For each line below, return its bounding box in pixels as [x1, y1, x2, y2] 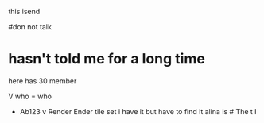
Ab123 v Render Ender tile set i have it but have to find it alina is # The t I [19, 106, 257, 116]
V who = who [8, 91, 52, 101]
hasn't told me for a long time [8, 50, 205, 68]
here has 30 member [8, 75, 77, 86]
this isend [8, 7, 41, 16]
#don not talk [8, 22, 52, 31]
